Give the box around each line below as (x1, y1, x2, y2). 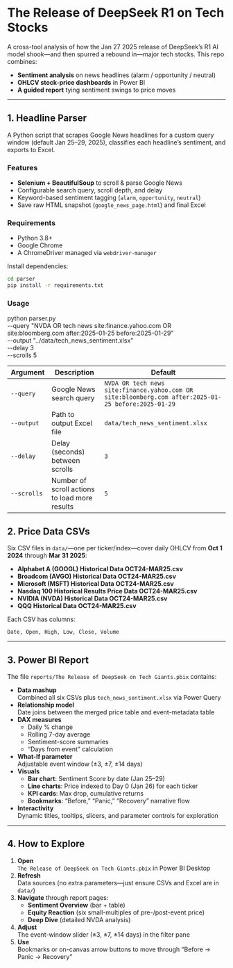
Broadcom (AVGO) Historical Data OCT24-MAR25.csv (17, 572, 177, 581)
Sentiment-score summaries (27, 738, 109, 746)
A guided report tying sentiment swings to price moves (17, 85, 176, 94)
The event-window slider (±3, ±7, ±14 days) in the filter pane (17, 930, 191, 939)
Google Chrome (17, 241, 63, 249)
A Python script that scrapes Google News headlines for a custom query (7, 131, 214, 139)
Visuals (17, 767, 40, 776)
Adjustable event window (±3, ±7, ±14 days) (17, 760, 143, 769)
